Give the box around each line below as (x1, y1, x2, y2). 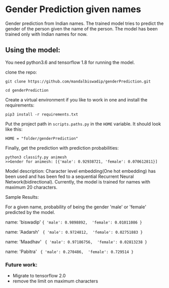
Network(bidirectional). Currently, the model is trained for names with (5, 178, 151, 185)
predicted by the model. (5, 209, 55, 215)
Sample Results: (5, 194, 39, 200)
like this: (5, 126, 23, 132)
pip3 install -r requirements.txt (5, 112, 79, 117)
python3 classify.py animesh (5, 155, 67, 160)
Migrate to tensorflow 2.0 (12, 273, 66, 279)
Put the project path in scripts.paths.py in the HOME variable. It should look (5, 121, 161, 127)
